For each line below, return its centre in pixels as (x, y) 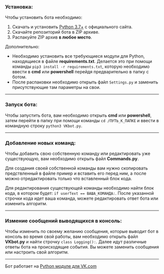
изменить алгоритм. (26, 203)
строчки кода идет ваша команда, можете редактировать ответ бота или (82, 198)
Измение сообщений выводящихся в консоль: (63, 221)
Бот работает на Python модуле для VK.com (51, 266)
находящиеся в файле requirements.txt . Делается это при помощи (82, 62)
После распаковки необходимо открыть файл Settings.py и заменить (85, 82)
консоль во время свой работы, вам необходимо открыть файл (72, 237)
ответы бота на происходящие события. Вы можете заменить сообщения (82, 247)
